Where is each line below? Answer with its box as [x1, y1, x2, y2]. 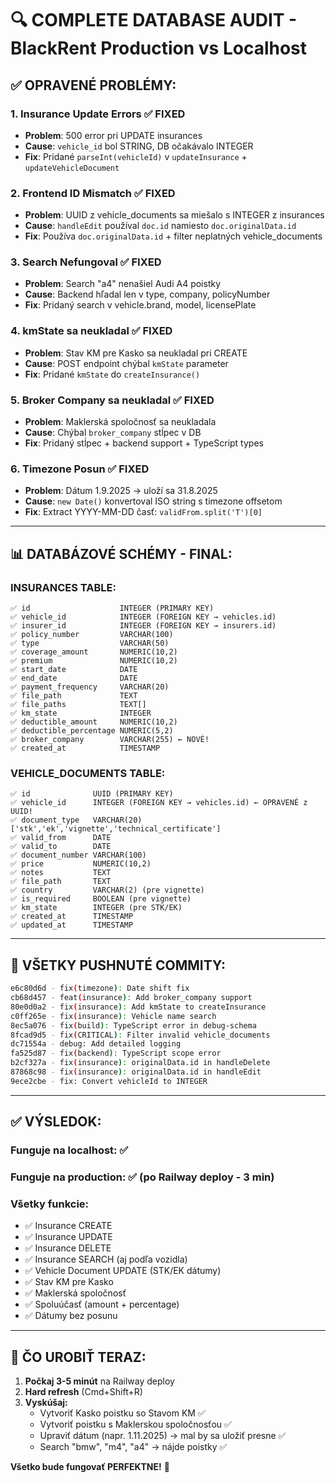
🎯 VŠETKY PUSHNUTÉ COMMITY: [10, 957, 226, 974]
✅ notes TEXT [10, 868, 112, 878]
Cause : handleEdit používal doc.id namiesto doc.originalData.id [24, 220, 297, 232]
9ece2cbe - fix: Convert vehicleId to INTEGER [10, 1076, 208, 1086]
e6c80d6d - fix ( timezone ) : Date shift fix [10, 983, 190, 994]
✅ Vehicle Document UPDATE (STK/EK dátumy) [24, 1265, 222, 1277]
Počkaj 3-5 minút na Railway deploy [24, 1375, 175, 1387]
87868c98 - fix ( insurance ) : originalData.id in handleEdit [10, 1067, 262, 1077]
